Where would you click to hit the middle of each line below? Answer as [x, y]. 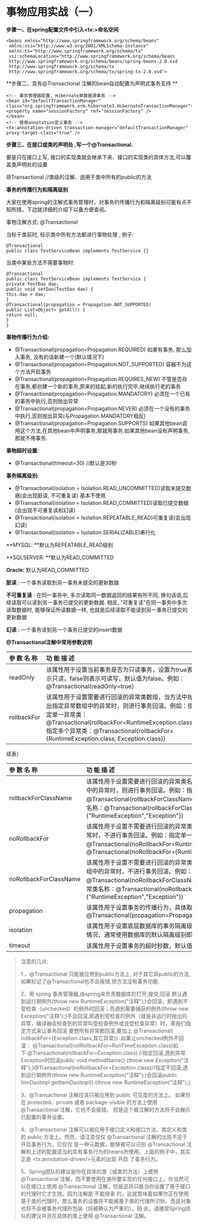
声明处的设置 [32, 164]
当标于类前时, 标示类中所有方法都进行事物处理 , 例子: [70, 234]
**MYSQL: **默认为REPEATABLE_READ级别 [60, 545]
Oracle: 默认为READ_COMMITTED [48, 570]
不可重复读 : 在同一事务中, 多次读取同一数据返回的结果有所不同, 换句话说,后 [97, 595]
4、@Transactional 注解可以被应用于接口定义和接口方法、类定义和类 [104, 1129]
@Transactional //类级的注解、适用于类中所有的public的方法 [79, 177]
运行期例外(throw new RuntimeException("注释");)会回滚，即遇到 [104, 1001]
